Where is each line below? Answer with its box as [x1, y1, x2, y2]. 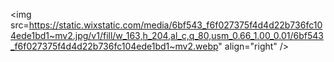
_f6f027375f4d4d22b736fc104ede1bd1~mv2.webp [10, 40, 219, 52]
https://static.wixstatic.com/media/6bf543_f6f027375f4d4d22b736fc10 [28, 19, 323, 31]
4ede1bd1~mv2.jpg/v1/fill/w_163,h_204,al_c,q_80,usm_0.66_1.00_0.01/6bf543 [10, 30, 324, 41]
